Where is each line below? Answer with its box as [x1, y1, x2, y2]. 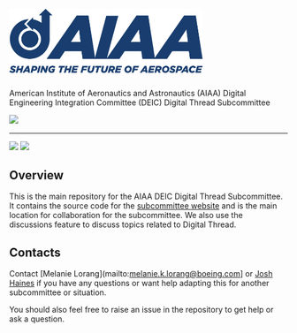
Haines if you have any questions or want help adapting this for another [9, 277, 270, 288]
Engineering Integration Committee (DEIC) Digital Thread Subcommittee [9, 97, 271, 108]
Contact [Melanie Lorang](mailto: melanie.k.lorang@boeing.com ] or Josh [9, 268, 273, 278]
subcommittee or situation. [9, 287, 107, 298]
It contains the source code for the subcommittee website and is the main [9, 201, 278, 211]
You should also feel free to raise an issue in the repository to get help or [9, 304, 274, 314]
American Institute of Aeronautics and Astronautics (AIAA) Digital [9, 88, 247, 99]
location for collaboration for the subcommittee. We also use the [9, 210, 243, 221]
